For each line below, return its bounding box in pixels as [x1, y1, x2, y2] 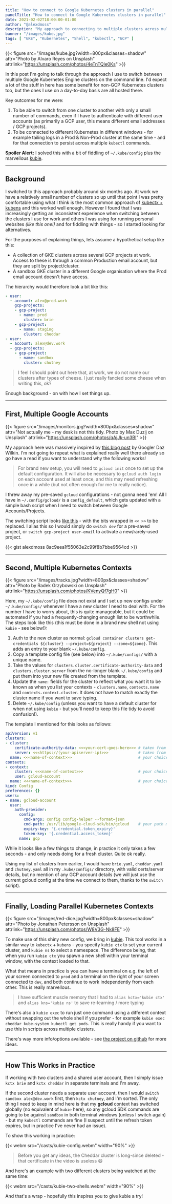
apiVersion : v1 [5, 731, 38, 736]
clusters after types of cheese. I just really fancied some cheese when [17, 375, 166, 381]
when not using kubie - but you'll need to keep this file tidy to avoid [12, 705, 155, 712]
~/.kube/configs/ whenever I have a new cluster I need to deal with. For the [5, 603, 165, 610]
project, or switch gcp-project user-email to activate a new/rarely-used [5, 528, 158, 534]
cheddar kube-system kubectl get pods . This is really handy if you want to [5, 1021, 161, 1027]
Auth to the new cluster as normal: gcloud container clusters [12, 635, 144, 641]
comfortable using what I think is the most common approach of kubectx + [5, 199, 163, 205]
